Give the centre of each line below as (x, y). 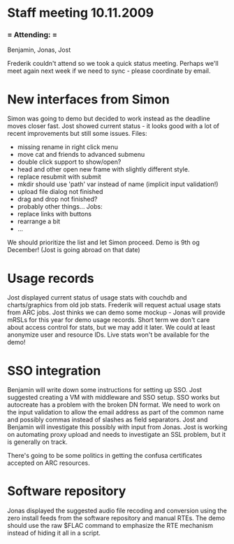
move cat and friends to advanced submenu (81, 155)
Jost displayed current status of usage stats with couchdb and (97, 298)
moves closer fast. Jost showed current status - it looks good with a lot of (114, 126)
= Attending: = (32, 35)
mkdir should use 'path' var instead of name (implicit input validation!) (118, 184)
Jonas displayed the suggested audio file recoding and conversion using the (117, 511)
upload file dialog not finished (60, 192)
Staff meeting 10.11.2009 (81, 13)
